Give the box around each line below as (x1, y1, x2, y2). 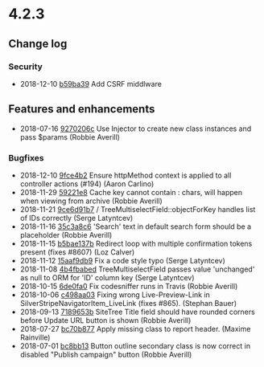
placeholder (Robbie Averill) (19, 230, 113, 239)
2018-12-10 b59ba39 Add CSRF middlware (19, 79, 163, 88)
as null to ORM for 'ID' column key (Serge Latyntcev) (19, 272, 195, 282)
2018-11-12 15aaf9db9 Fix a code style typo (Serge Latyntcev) (19, 255, 225, 265)
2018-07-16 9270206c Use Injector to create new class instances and (19, 124, 252, 133)
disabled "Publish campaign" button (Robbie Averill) (19, 349, 192, 359)
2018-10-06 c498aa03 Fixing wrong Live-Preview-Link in (19, 290, 211, 300)
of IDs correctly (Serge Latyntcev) (19, 213, 134, 222)
